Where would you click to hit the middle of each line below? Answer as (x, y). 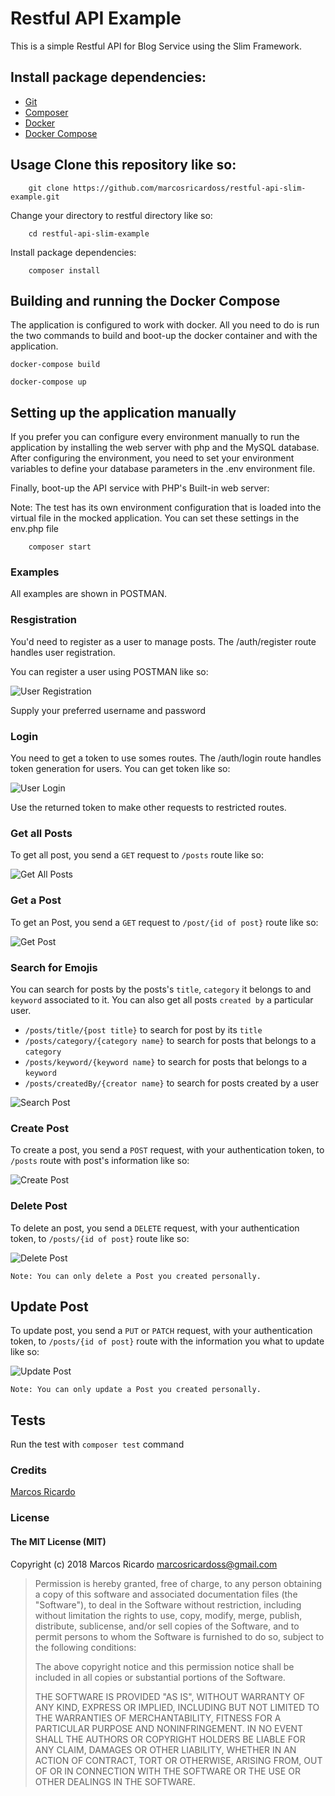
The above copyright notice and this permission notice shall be (164, 1666)
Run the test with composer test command (97, 1444)
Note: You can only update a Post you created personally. (136, 1390)
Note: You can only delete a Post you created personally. (136, 1276)
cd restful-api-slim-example (89, 233)
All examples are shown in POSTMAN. (89, 594)
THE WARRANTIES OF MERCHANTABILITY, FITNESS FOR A (158, 1718)
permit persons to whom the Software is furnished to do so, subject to (179, 1636)
